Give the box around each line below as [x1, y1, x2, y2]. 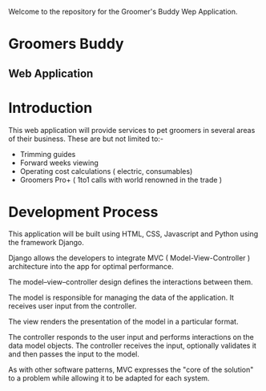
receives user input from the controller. [8, 301, 137, 311]
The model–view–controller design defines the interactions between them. [8, 277, 253, 287]
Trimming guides [19, 149, 76, 159]
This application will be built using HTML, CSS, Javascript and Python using [8, 229, 259, 239]
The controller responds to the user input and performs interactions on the [8, 333, 254, 342]
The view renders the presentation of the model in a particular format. [8, 316, 239, 327]
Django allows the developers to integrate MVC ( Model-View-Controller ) [8, 253, 251, 263]
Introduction [8, 99, 93, 117]
